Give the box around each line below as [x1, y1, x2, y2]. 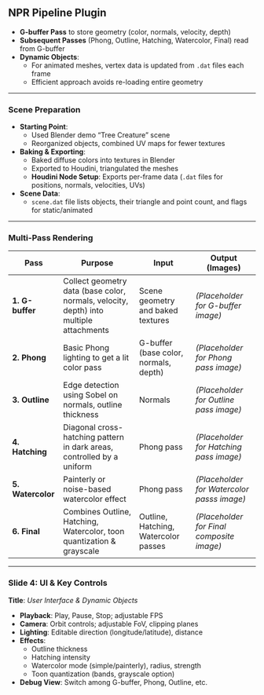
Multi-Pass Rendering [8, 232, 93, 243]
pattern [97, 432, 124, 443]
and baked [138, 305, 178, 316]
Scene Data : [19, 188, 60, 199]
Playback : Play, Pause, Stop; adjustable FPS [19, 610, 163, 620]
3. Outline [12, 394, 49, 405]
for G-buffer [195, 300, 242, 311]
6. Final [12, 526, 41, 537]
